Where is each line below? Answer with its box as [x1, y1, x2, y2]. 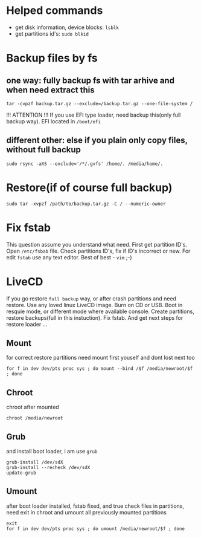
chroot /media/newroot [6, 415, 63, 421]
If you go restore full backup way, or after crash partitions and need [6, 294, 177, 302]
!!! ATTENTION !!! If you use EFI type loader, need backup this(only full [6, 111, 181, 118]
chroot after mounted [6, 403, 59, 411]
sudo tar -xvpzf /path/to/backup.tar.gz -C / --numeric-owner [6, 201, 166, 207]
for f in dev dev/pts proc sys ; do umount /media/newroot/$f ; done [6, 525, 185, 532]
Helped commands [6, 4, 103, 18]
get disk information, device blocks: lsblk [14, 24, 120, 31]
